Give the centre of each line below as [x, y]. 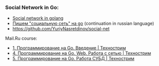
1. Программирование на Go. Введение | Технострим [69, 48]
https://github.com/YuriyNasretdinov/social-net [61, 29]
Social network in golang [38, 18]
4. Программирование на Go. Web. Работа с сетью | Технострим [81, 53]
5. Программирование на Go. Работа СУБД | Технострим [73, 59]
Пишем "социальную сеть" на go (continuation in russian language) [83, 23]
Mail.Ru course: [21, 38]
